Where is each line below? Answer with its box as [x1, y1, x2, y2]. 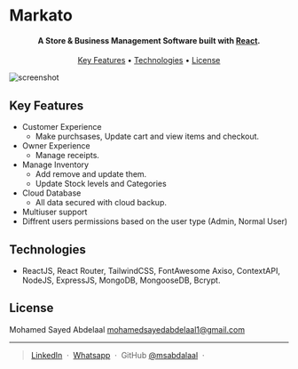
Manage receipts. [35, 150, 100, 161]
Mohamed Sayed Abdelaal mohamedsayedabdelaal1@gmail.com [9, 324, 246, 334]
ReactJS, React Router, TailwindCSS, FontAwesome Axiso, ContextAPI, [21, 266, 281, 277]
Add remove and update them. [35, 169, 147, 180]
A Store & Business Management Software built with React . [37, 35, 261, 45]
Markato [9, 5, 73, 26]
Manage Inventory [21, 159, 90, 170]
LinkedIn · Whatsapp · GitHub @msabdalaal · [30, 349, 205, 360]
